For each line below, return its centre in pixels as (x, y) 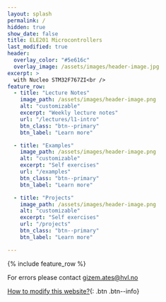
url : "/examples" (46, 172)
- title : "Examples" (44, 145)
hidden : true (26, 27)
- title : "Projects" (44, 198)
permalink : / (26, 21)
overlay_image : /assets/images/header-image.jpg (87, 67)
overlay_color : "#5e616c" (52, 60)
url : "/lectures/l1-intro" (60, 119)
